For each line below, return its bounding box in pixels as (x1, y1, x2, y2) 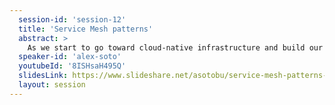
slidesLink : (18, 71, 69, 81)
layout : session (18, 80, 86, 90)
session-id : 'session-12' (18, 14, 127, 25)
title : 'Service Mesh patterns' (18, 24, 154, 34)
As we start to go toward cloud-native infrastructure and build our (27, 42, 324, 53)
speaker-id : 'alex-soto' (18, 52, 122, 62)
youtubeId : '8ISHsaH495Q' (18, 61, 127, 71)
